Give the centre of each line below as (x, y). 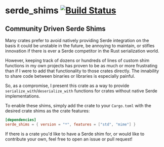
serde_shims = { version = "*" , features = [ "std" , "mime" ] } (70, 124)
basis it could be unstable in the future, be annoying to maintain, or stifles (80, 46)
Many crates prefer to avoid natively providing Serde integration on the (77, 40)
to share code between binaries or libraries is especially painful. (70, 76)
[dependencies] (21, 120)
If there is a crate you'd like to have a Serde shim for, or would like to (75, 134)
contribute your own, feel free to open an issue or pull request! (69, 139)
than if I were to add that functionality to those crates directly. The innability (82, 71)
